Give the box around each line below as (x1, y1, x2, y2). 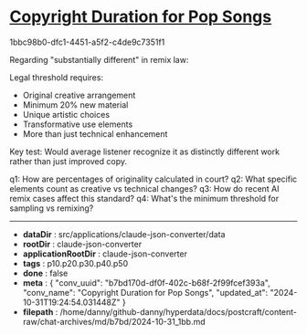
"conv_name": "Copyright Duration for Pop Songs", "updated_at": (22, 287, 269, 298)
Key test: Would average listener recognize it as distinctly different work (9, 146, 281, 157)
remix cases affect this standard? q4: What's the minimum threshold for (9, 193, 280, 204)
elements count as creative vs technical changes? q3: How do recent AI (9, 183, 281, 194)
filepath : (22, 306, 58, 317)
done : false (22, 267, 69, 278)
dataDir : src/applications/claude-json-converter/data (22, 228, 226, 239)
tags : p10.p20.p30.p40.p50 (22, 257, 129, 268)
